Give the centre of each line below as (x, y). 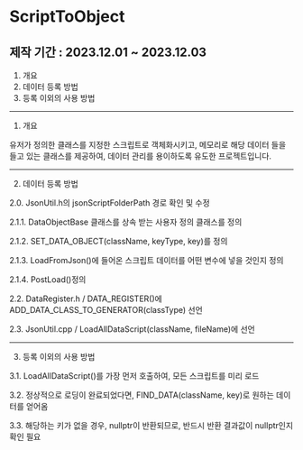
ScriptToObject (67, 17)
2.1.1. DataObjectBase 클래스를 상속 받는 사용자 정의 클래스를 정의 (126, 222)
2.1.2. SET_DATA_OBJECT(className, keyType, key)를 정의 (119, 241)
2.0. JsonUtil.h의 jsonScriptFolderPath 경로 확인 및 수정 (110, 203)
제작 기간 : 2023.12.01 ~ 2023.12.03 (108, 52)
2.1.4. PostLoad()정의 (48, 280)
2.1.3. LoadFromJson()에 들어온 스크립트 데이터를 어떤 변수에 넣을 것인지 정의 (147, 260)
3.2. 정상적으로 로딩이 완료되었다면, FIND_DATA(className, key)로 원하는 (142, 395)
